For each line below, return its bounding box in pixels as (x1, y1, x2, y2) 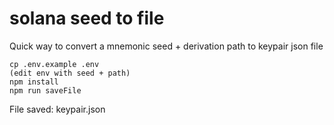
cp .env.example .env (9, 59, 100, 69)
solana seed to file (9, 7, 165, 30)
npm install (9, 77, 59, 87)
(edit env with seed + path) (9, 68, 131, 78)
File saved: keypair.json (9, 103, 106, 115)
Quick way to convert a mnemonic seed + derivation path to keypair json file (9, 40, 324, 52)
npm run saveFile (9, 85, 82, 96)
